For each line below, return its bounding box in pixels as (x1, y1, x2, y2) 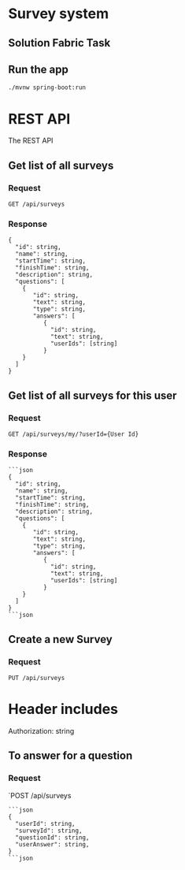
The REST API (8, 136, 54, 146)
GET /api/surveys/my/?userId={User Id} (8, 430, 139, 438)
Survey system (8, 5, 109, 23)
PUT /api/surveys (8, 674, 65, 682)
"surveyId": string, (15, 827, 83, 835)
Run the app (8, 62, 68, 76)
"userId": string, (15, 820, 76, 827)
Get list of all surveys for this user (8, 389, 177, 402)
